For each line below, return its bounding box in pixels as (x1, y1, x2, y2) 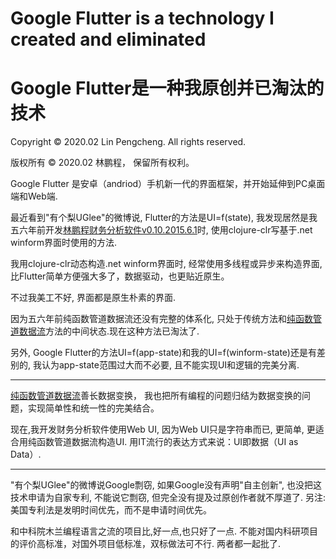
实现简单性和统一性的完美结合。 (27, 402, 160, 414)
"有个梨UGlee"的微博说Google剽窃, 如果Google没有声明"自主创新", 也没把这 (10, 479, 322, 491)
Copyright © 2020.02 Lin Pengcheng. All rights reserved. (10, 136, 247, 148)
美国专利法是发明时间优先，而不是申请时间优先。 (10, 504, 212, 516)
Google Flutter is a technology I (10, 7, 275, 30)
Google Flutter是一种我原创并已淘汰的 (10, 77, 325, 100)
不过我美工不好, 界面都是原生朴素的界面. (10, 292, 177, 304)
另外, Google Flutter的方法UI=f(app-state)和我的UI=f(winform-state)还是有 (10, 347, 317, 359)
